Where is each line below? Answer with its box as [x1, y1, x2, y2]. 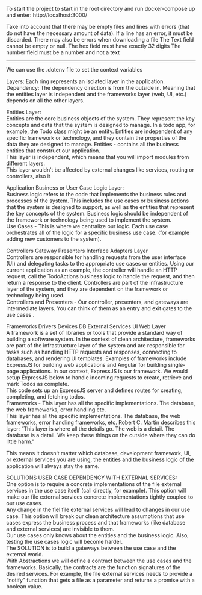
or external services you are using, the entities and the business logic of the [6, 456, 194, 463]
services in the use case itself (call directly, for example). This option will [6, 487, 186, 494]
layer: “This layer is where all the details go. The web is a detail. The [6, 425, 175, 432]
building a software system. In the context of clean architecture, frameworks [6, 335, 195, 343]
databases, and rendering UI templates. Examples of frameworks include [6, 355, 187, 362]
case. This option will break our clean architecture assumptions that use [6, 512, 185, 520]
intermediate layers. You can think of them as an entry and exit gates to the [6, 305, 192, 312]
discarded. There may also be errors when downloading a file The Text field [6, 36, 194, 43]
